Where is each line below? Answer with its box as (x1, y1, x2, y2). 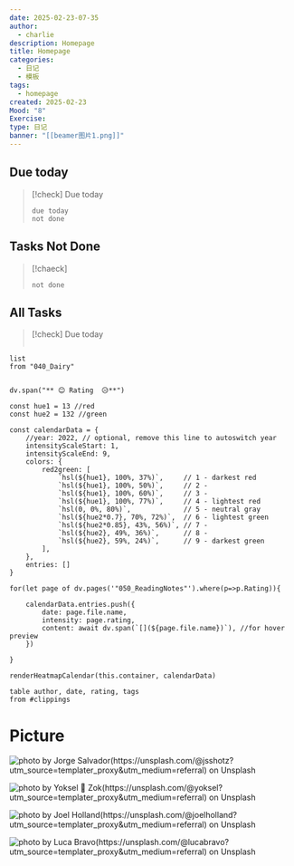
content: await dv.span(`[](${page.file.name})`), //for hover (42, 624, 285, 633)
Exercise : (9, 114, 47, 123)
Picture (9, 726, 65, 746)
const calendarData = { (9, 426, 100, 435)
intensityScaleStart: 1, (25, 441, 119, 451)
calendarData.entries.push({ (25, 600, 136, 610)
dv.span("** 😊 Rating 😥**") (9, 386, 125, 395)
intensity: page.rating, (42, 616, 136, 625)
